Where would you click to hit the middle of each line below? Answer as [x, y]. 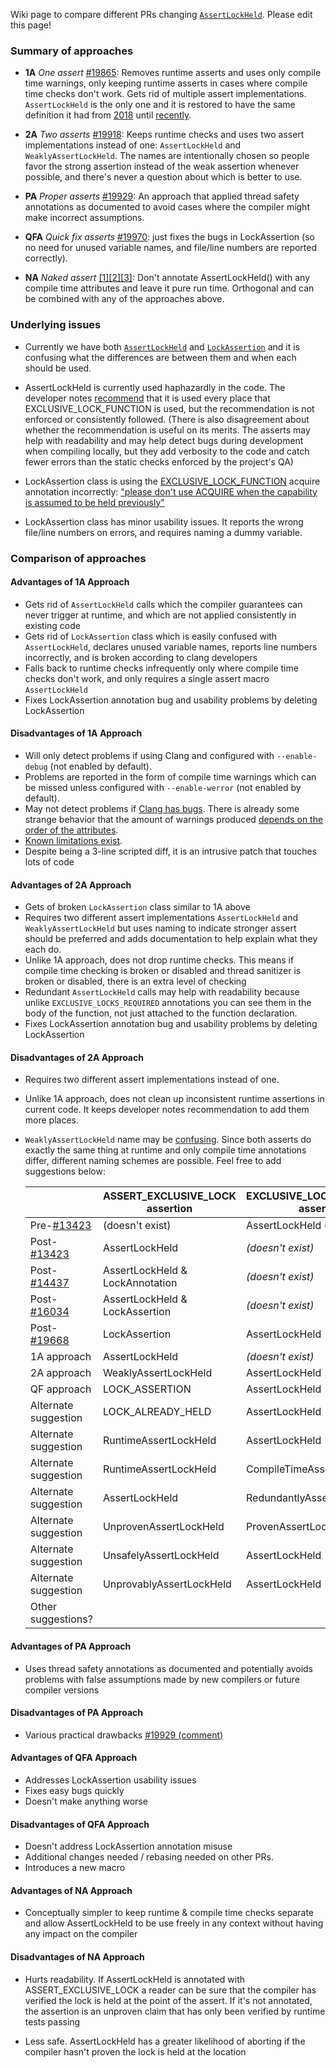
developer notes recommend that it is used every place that [147, 398]
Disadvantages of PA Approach [77, 1713]
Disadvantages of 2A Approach [77, 1057]
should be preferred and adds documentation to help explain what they [171, 939]
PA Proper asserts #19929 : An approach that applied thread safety [162, 196]
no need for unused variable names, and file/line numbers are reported [171, 248]
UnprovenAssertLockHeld [163, 1527]
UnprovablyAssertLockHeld [167, 1584]
